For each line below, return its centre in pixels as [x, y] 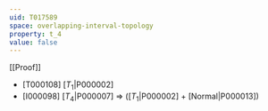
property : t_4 [36, 34]
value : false [33, 42]
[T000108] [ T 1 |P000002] [68, 86]
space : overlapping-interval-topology [81, 26]
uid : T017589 [33, 17]
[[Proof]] [25, 67]
